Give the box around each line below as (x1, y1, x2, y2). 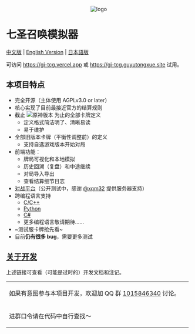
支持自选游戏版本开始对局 (23, 141, 86, 148)
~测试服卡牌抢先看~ (14, 225, 63, 232)
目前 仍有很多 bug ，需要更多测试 (14, 233, 93, 240)
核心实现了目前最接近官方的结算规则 (14, 103, 103, 111)
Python (23, 205, 41, 212)
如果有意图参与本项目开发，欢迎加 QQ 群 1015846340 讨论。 (9, 289, 180, 297)
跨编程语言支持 (14, 192, 51, 199)
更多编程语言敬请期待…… (23, 218, 84, 225)
